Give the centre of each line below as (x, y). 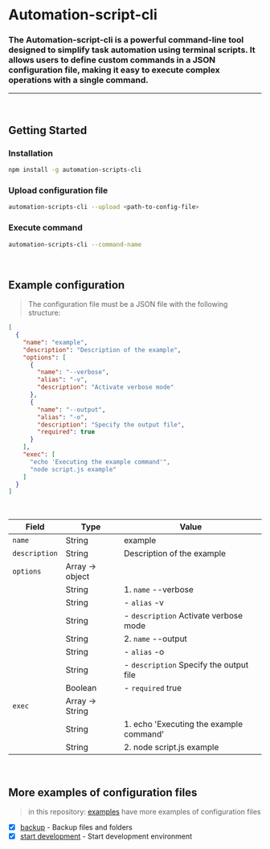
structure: (44, 313)
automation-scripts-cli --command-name (75, 244)
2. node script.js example (172, 747)
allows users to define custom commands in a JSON (112, 60)
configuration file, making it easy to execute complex (114, 70)
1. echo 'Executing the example (184, 725)
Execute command (45, 228)
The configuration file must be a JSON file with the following (128, 304)
